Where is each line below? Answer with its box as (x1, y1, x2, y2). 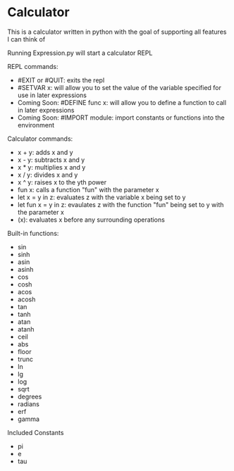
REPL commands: (7, 62, 58, 70)
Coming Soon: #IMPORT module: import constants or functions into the (17, 113, 225, 122)
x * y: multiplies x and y (17, 163, 86, 171)
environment (17, 120, 55, 129)
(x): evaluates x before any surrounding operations (17, 215, 166, 224)
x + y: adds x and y (17, 148, 73, 156)
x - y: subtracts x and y (17, 156, 85, 164)
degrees (17, 392, 42, 401)
